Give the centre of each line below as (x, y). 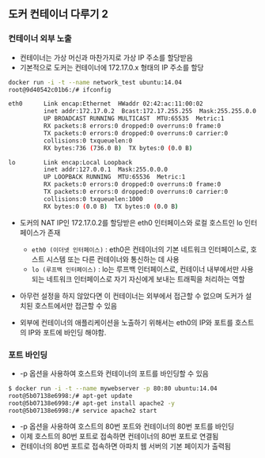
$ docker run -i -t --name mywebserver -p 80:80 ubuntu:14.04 (113, 388)
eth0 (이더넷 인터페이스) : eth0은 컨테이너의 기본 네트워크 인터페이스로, (140, 249)
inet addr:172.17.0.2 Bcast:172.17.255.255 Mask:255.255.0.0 (150, 112)
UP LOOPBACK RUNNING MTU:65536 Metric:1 (114, 177)
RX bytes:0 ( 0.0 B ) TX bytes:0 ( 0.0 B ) (111, 206)
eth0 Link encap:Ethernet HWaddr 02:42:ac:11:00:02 (106, 104)
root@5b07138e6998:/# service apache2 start (83, 411)
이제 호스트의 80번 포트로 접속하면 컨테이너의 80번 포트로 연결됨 (119, 437)
